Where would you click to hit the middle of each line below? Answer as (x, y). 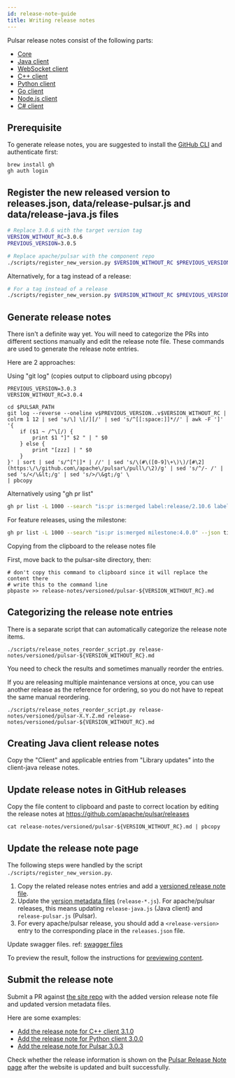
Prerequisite (35, 128)
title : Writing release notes (51, 20)
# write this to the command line (58, 584)
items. (16, 636)
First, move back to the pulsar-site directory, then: (79, 559)
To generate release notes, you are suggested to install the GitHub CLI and (115, 145)
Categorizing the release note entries (90, 612)
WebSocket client (43, 69)
